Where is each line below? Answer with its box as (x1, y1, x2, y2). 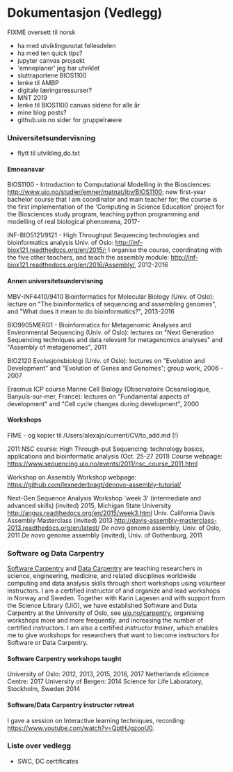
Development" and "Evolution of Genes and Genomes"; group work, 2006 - (7, 364, 224, 372)
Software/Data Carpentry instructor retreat (7, 700, 134, 709)
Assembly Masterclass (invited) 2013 (7, 516, 113, 524)
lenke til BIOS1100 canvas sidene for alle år (17, 101, 140, 109)
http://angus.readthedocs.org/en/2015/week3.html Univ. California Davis (7, 508, 216, 517)
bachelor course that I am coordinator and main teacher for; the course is (7, 195, 218, 204)
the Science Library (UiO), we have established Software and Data (7, 602, 197, 610)
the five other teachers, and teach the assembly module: (7, 253, 169, 262)
